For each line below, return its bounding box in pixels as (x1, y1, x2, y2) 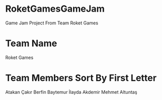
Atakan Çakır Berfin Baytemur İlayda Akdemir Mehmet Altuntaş (5, 89, 137, 95)
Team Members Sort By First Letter (5, 72, 157, 84)
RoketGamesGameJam (5, 3, 105, 15)
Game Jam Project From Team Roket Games (5, 20, 99, 26)
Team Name (5, 38, 57, 49)
